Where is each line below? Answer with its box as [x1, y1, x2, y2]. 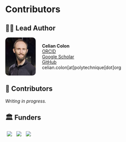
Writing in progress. [5, 98, 47, 104]
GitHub [42, 59, 57, 65]
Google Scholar [42, 53, 74, 59]
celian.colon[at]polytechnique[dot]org [42, 64, 121, 70]
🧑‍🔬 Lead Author [5, 24, 56, 32]
